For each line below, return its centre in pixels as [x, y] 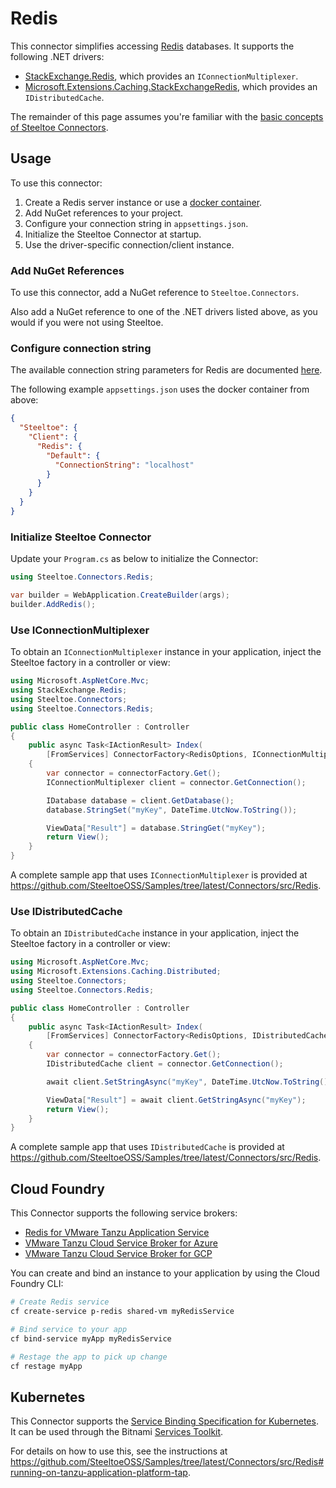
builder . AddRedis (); [53, 605]
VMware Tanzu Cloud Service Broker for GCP [118, 1254]
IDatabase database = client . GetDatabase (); [140, 800]
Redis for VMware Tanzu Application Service [117, 1233]
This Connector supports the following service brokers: [124, 1213]
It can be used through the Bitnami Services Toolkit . [117, 1432]
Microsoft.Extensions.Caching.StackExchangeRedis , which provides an [171, 86]
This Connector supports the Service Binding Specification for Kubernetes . [164, 1421]
